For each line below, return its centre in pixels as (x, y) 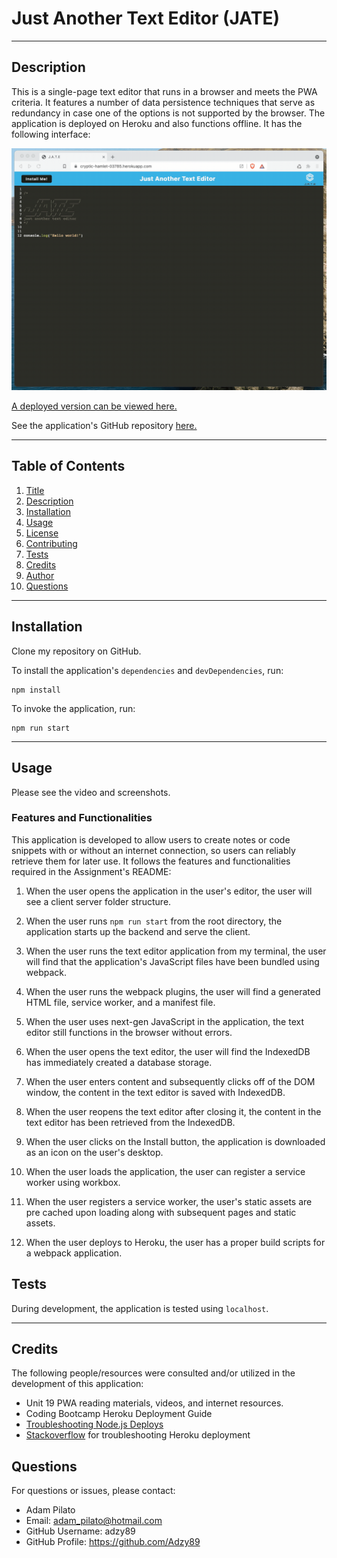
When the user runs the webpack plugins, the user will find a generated (173, 991)
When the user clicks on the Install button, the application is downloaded (175, 1141)
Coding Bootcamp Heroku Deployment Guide (119, 1414)
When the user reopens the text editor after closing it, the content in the (173, 1111)
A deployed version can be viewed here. (94, 406)
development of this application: (77, 1384)
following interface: (51, 134)
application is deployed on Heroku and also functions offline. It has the (157, 123)
